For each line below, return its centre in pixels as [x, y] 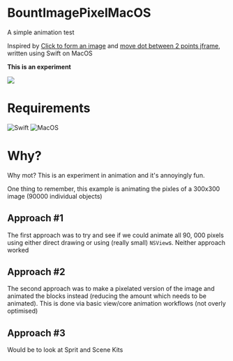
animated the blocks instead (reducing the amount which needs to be [107, 296]
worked [18, 250]
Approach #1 [36, 218]
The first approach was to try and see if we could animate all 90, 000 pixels [116, 235]
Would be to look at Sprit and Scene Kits [65, 350]
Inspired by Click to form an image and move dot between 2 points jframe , [114, 45]
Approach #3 [37, 333]
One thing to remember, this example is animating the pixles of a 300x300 [114, 189]
